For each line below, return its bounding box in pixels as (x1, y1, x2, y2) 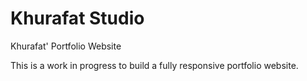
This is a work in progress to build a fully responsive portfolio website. (10, 59, 299, 71)
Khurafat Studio (10, 7, 145, 30)
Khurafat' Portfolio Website (10, 40, 122, 52)
